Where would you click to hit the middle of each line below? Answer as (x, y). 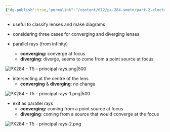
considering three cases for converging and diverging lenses (76, 34)
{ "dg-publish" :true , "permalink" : (40, 10)
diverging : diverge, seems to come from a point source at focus (87, 59)
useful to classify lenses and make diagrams (59, 24)
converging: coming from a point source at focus (72, 108)
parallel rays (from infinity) (40, 44)
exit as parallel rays (33, 103)
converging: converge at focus (53, 53)
